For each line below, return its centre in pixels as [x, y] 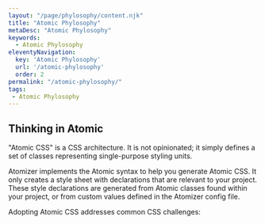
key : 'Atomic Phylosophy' [58, 60]
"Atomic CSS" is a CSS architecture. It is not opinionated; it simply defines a [132, 148]
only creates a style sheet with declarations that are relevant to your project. [133, 180]
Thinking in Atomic [56, 129]
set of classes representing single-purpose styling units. [100, 156]
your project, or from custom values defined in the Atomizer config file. [124, 197]
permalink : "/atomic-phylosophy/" [65, 82]
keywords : [25, 38]
